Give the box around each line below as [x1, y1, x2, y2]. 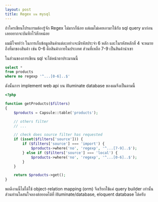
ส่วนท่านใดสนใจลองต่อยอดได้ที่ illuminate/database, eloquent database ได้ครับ [5, 191, 146, 197]
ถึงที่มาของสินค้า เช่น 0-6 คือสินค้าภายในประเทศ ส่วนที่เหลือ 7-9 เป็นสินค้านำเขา [5, 46, 133, 51]
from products [5, 69, 34, 74]
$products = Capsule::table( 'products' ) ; [14, 110, 98, 115]
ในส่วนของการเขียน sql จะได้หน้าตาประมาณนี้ [5, 55, 78, 61]
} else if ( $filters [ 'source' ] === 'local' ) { [22, 150, 118, 155]
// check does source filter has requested [14, 132, 103, 137]
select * [5, 65, 23, 70]
